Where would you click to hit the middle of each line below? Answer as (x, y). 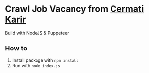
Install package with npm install (45, 60)
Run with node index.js (36, 65)
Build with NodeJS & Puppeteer (37, 33)
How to (16, 48)
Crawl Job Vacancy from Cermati (74, 9)
